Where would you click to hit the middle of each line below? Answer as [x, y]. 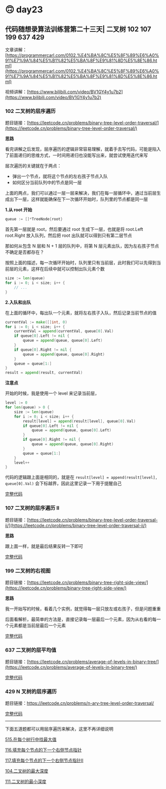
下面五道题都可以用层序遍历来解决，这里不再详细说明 [59, 729]
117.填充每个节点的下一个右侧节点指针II [44, 761]
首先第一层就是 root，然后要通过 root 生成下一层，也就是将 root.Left [74, 229]
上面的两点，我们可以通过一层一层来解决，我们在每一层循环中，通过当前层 [81, 193]
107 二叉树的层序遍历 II [32, 508]
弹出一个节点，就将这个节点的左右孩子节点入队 [60, 176]
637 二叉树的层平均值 [31, 650]
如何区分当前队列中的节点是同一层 [47, 183]
